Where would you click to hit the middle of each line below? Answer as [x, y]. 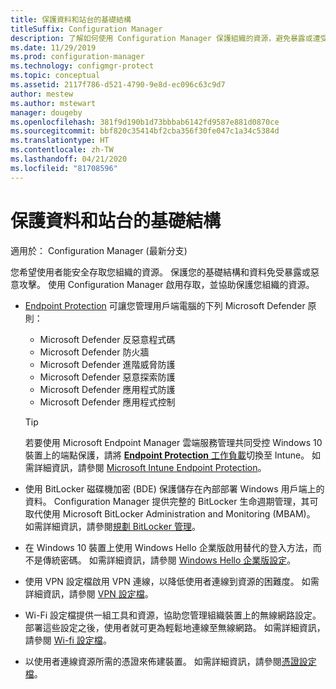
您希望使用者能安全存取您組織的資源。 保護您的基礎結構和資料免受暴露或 [160, 272]
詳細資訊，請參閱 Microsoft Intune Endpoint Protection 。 [150, 467]
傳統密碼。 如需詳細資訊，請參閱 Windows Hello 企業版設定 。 [169, 560]
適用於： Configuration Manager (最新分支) [99, 250]
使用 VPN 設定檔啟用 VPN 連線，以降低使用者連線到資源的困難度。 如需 [172, 581]
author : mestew [42, 94]
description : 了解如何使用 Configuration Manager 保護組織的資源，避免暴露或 [161, 38]
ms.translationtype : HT [60, 141]
